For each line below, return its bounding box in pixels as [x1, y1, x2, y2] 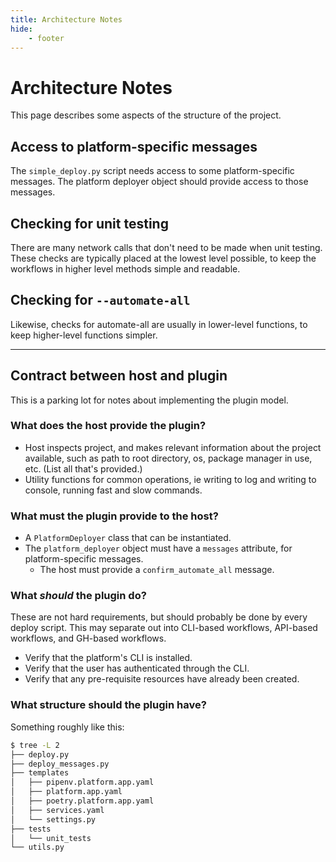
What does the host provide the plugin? [10, 419, 207, 433]
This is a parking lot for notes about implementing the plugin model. [10, 394, 289, 406]
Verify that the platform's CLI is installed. [24, 652, 193, 664]
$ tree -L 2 [10, 740, 60, 750]
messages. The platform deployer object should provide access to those [10, 176, 309, 188]
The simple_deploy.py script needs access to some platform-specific [10, 165, 295, 177]
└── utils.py [10, 842, 65, 853]
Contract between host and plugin [10, 367, 228, 385]
